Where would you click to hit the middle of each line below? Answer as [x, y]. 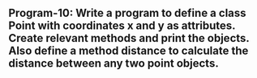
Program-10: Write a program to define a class [127, 13]
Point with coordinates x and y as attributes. [122, 26]
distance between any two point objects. [114, 64]
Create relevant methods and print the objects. [129, 38]
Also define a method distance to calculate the [128, 51]
